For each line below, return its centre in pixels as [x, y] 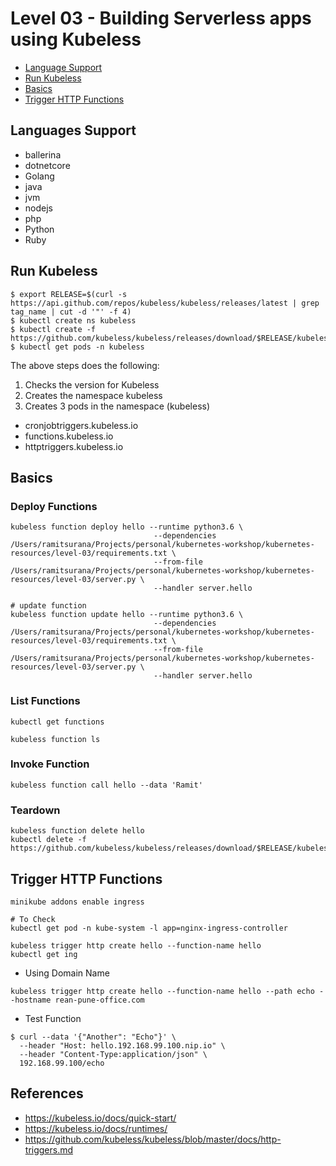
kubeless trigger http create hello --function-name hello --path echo [162, 991]
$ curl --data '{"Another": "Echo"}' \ [93, 1037]
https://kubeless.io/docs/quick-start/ [100, 1118]
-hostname [31, 1000]
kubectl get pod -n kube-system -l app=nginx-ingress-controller [149, 928]
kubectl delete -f [48, 840]
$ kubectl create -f [53, 329]
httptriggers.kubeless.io [74, 446]
